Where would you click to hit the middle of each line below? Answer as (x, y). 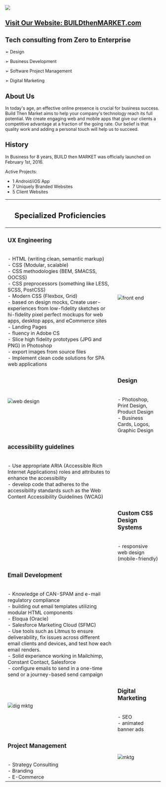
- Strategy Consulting (33, 764)
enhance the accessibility (37, 478)
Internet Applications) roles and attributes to (59, 472)
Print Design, (132, 406)
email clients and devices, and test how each (60, 643)
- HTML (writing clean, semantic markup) (56, 259)
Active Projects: (21, 171)
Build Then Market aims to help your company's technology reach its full (79, 113)
